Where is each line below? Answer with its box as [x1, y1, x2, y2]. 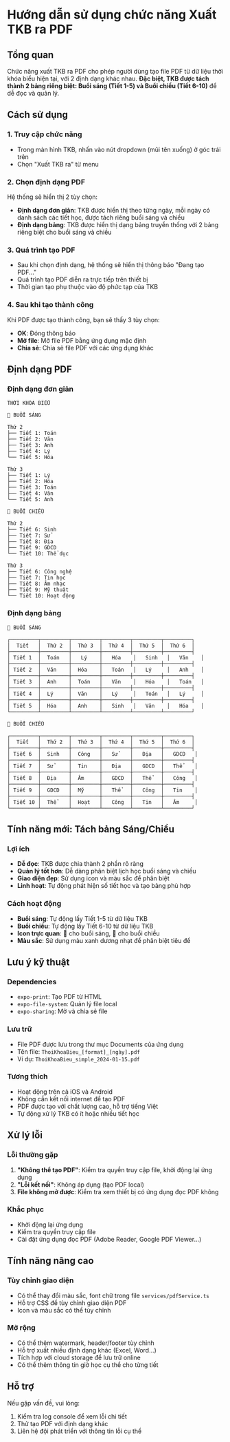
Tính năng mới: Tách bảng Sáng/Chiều [7, 823, 175, 835]
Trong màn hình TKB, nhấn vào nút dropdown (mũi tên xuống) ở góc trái [16, 145, 221, 153]
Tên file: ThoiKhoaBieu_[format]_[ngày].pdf [16, 1047, 141, 1056]
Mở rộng [7, 1323, 36, 1333]
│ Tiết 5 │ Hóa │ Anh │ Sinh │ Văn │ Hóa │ [7, 702, 205, 709]
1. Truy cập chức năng [7, 129, 82, 139]
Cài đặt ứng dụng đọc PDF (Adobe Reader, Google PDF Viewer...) [16, 1235, 202, 1243]
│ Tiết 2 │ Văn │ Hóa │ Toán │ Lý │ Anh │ [7, 666, 205, 673]
